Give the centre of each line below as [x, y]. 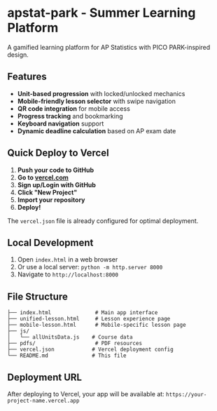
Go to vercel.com [43, 177]
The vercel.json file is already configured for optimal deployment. [103, 221]
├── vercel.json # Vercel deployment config [90, 350]
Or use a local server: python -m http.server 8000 [90, 267]
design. [18, 55]
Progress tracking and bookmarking [70, 116]
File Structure [37, 296]
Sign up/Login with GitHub [57, 184]
